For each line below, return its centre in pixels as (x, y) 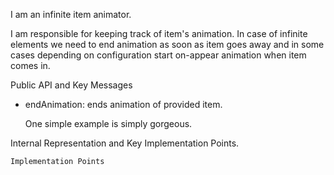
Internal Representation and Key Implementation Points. (125, 143)
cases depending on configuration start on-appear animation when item (158, 55)
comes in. (30, 65)
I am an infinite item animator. (71, 14)
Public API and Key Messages (71, 85)
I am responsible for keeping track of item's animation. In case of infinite (159, 33)
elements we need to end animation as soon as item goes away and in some (167, 44)
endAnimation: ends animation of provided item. (123, 104)
